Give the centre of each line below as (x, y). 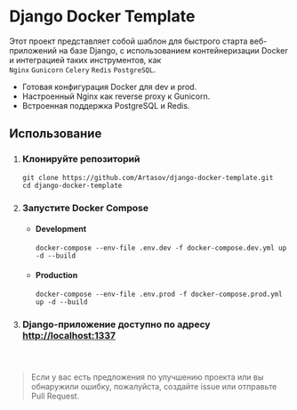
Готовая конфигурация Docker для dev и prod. (109, 86)
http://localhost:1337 (68, 335)
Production (56, 275)
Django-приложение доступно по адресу (116, 324)
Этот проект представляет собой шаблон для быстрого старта (128, 41)
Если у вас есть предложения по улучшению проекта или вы (147, 377)
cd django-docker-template (72, 185)
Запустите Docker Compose (85, 208)
